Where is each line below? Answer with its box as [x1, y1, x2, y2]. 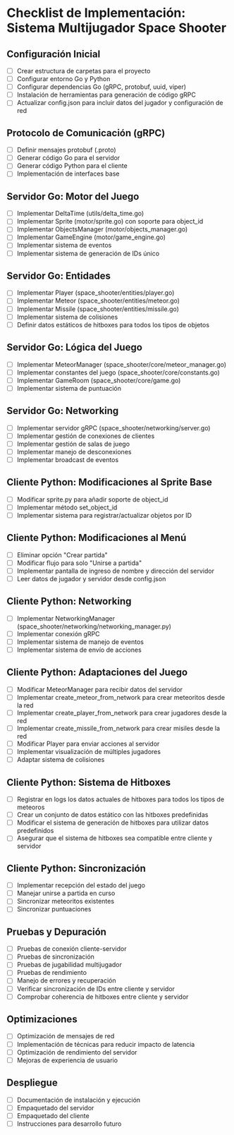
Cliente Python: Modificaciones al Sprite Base [6, 476, 212, 488]
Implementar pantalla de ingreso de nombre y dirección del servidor [16, 566, 214, 575]
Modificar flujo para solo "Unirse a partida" [16, 559, 142, 567]
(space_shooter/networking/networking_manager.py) [16, 622, 172, 631]
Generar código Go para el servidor [16, 154, 121, 162]
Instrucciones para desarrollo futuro [16, 1119, 122, 1128]
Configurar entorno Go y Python [16, 75, 111, 83]
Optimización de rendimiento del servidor [16, 1048, 137, 1056]
